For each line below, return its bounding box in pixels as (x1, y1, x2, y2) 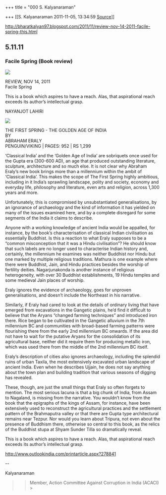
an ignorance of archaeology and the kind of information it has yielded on (5, 204, 155, 210)
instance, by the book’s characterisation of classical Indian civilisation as (5, 230, 154, 236)
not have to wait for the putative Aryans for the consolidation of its (5, 333, 140, 339)
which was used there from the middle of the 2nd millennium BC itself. (5, 344, 149, 350)
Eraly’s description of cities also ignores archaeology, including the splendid (5, 353, 160, 359)
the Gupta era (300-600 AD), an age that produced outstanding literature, (5, 158, 156, 164)
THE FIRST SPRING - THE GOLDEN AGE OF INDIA (5, 127, 107, 133)
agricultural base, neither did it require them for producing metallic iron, (5, 338, 151, 344)
